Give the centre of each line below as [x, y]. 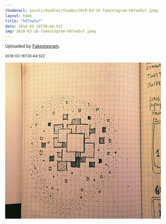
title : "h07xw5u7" [24, 21]
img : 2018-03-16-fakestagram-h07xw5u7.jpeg [51, 31]
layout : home [19, 16]
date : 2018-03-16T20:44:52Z [34, 26]
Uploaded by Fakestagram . [33, 46]
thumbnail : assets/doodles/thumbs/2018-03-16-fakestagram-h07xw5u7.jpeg [82, 10]
